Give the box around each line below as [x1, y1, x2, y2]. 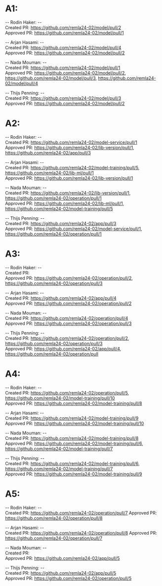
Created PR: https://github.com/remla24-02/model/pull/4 [5, 44, 121, 50]
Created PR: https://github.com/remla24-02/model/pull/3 [5, 95, 121, 101]
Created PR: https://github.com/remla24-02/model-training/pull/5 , [5, 164, 140, 170]
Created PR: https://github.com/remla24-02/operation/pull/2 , [5, 335, 129, 341]
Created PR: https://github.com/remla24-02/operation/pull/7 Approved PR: [5, 509, 157, 516]
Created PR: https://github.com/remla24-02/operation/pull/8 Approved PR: [5, 530, 157, 536]
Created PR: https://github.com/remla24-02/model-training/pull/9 [5, 415, 139, 421]
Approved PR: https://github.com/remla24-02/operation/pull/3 [5, 320, 132, 326]
